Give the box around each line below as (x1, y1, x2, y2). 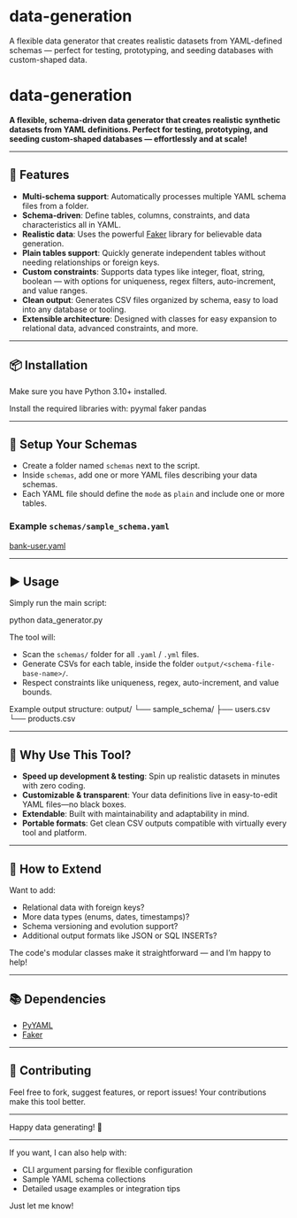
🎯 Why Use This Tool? (9, 747, 132, 763)
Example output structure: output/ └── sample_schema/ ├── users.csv (9, 704, 271, 715)
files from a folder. (21, 200, 89, 211)
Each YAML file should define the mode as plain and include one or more (21, 489, 286, 500)
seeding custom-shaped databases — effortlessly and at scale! (9, 133, 247, 144)
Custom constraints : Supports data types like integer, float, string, (21, 266, 265, 276)
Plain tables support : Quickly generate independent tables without (21, 247, 266, 258)
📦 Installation (9, 358, 88, 373)
